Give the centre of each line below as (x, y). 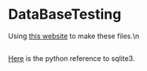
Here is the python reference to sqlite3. (72, 59)
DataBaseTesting (65, 14)
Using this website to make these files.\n (74, 36)
